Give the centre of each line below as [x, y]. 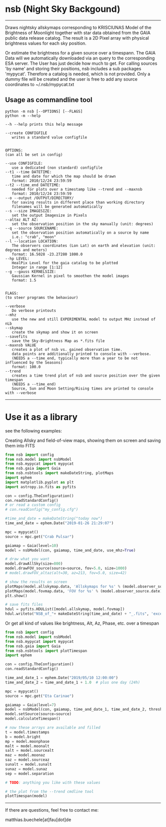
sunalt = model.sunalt [28, 765]
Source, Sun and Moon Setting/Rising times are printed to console [83, 389]
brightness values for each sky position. [46, 43]
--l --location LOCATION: [32, 241]
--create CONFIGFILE [26, 133]
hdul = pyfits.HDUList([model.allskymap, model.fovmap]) [65, 609]
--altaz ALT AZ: [22, 219]
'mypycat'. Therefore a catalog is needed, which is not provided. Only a [78, 74]
